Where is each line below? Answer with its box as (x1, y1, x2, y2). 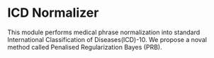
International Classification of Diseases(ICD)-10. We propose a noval (7, 35, 208, 43)
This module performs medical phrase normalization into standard (7, 28, 201, 36)
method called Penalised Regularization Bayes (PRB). (7, 43, 162, 51)
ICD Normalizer (7, 5, 99, 21)
